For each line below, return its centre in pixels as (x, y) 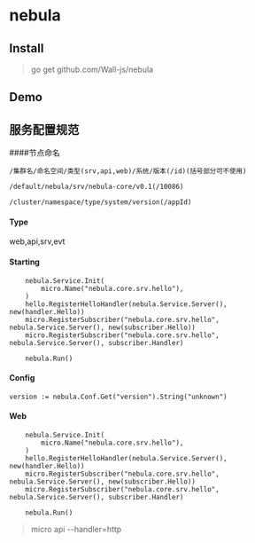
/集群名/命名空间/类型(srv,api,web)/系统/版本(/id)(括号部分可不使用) (128, 171)
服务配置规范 (44, 130)
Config (22, 378)
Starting (24, 262)
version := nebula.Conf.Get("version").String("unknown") (118, 397)
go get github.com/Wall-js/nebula (92, 69)
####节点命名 (35, 153)
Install (27, 48)
